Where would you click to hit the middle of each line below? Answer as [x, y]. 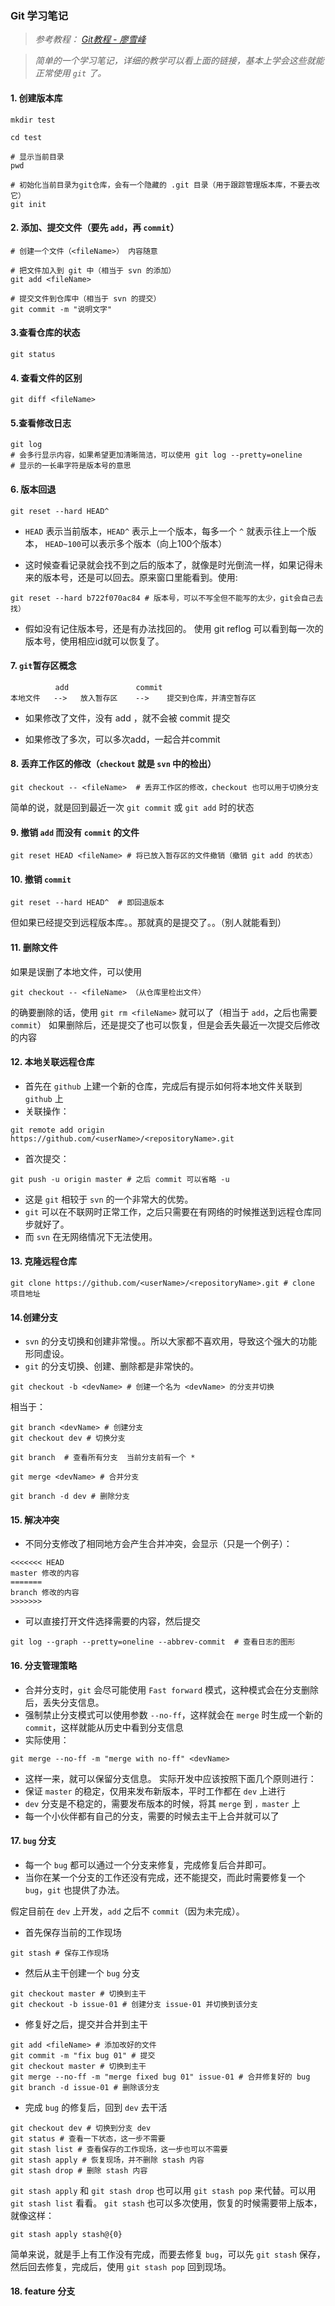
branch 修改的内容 [45, 1593]
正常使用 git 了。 [70, 73]
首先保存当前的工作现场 [73, 1932]
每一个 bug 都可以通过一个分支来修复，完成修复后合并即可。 [148, 1864]
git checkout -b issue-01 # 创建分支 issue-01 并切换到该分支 [134, 2004]
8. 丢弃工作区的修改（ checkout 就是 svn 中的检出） [113, 764]
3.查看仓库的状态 [45, 333]
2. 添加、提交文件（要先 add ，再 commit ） [95, 228]
